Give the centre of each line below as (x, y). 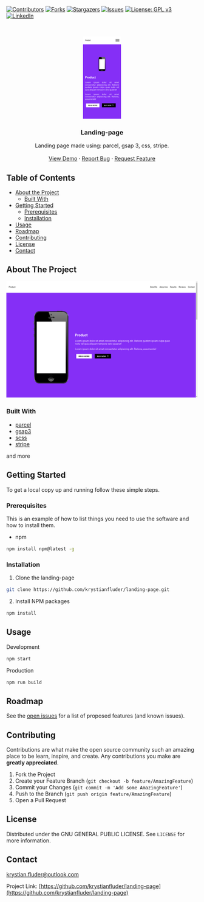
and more (18, 456)
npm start (19, 659)
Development (23, 647)
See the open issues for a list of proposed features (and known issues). (96, 716)
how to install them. (31, 525)
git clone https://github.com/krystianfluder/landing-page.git (88, 590)
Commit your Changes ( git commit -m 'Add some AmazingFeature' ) (99, 787)
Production (20, 670)
